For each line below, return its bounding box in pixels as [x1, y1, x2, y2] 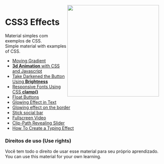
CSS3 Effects [5, 17, 60, 28]
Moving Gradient [12, 58, 46, 63]
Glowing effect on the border [12, 104, 71, 110]
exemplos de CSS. [5, 38, 42, 43]
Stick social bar [12, 109, 43, 115]
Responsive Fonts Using [12, 83, 61, 89]
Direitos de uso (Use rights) [5, 137, 72, 144]
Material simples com [5, 33, 48, 39]
